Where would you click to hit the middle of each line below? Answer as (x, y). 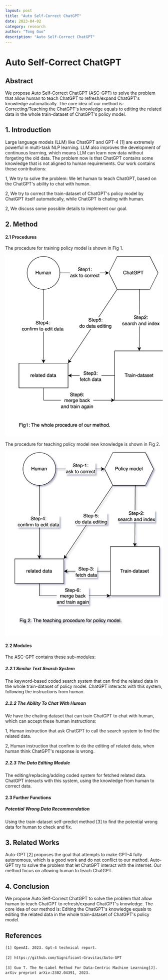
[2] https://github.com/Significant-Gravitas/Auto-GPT (63, 957)
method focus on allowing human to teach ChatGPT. (59, 871)
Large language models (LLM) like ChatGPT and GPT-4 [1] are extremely (80, 142)
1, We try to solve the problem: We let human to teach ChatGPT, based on (81, 178)
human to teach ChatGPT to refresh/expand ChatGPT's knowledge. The (79, 904)
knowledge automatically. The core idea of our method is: (64, 104)
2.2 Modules (18, 646)
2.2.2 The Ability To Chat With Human (46, 703)
